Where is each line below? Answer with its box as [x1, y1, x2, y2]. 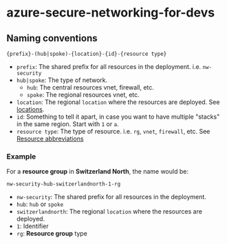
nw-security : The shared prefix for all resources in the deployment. [16, 193, 207, 201]
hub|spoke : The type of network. [16, 76, 108, 84]
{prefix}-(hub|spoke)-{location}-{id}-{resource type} [6, 50, 167, 57]
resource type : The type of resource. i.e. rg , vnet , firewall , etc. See [16, 128, 210, 135]
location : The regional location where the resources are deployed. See [16, 98, 220, 106]
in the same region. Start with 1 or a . [16, 120, 119, 128]
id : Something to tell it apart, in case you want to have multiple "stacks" [16, 112, 220, 121]
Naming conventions [6, 32, 98, 44]
